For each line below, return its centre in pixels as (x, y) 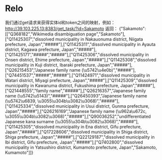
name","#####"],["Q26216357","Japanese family (97, 91)
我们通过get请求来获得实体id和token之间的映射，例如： (60, 22)
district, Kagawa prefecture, (33, 49)
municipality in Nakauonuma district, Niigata (99, 39)
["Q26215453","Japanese (30, 70)
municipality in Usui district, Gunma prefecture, (103, 106)
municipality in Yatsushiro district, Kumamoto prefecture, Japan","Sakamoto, (81, 147)
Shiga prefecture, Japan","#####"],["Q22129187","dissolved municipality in (80, 137)
